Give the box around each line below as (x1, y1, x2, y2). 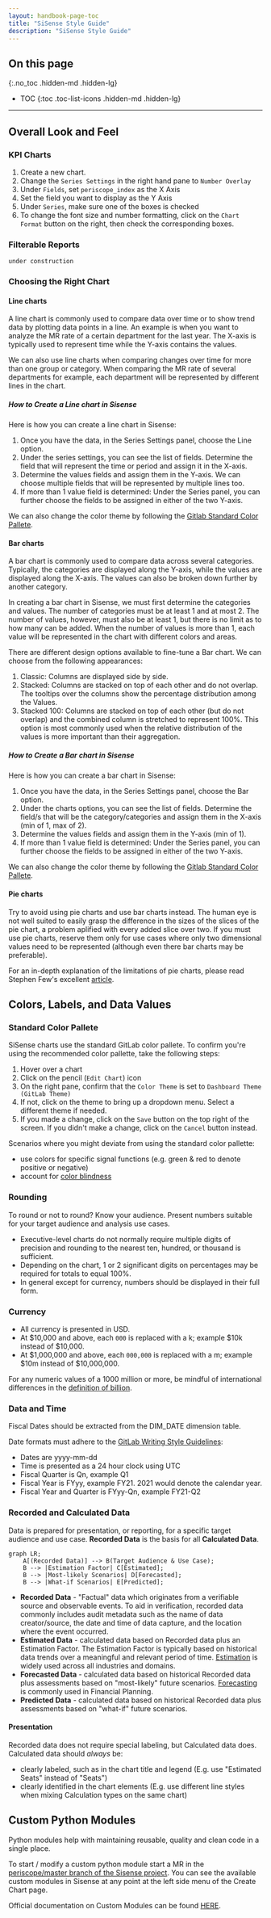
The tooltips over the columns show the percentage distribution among (19, 689, 256, 699)
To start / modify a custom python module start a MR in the (8, 1859, 205, 1869)
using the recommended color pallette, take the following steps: (8, 1049, 220, 1059)
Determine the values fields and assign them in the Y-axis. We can (19, 470, 240, 480)
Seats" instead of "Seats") (19, 1773, 108, 1782)
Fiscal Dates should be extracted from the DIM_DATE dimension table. (8, 1421, 242, 1431)
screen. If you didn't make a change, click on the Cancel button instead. (19, 1123, 258, 1133)
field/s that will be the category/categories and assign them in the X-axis (19, 812, 262, 822)
